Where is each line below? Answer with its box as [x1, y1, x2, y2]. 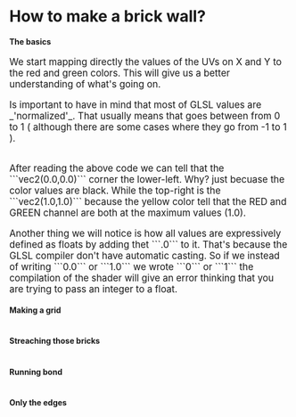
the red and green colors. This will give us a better [9, 67, 230, 79]
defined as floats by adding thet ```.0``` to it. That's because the [9, 238, 288, 250]
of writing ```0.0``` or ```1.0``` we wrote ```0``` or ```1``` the [9, 260, 254, 273]
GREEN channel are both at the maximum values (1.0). [9, 207, 247, 219]
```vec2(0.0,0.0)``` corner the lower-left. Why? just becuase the [9, 173, 285, 185]
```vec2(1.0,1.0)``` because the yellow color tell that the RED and [9, 195, 287, 208]
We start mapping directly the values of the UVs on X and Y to [9, 56, 283, 69]
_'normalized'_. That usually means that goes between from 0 [9, 110, 281, 122]
